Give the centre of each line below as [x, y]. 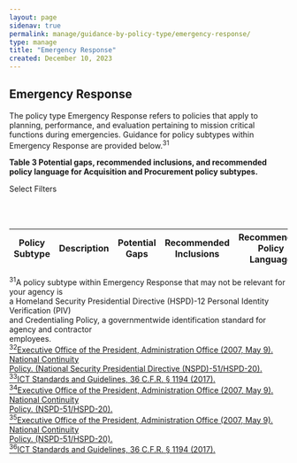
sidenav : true [35, 26]
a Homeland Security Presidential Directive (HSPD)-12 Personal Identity [139, 301]
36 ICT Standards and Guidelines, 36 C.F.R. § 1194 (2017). [113, 449]
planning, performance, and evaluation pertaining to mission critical [132, 125]
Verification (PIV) [40, 311]
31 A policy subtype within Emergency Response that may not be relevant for [147, 282]
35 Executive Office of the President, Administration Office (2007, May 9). [141, 419]
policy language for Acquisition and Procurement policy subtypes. [133, 172]
